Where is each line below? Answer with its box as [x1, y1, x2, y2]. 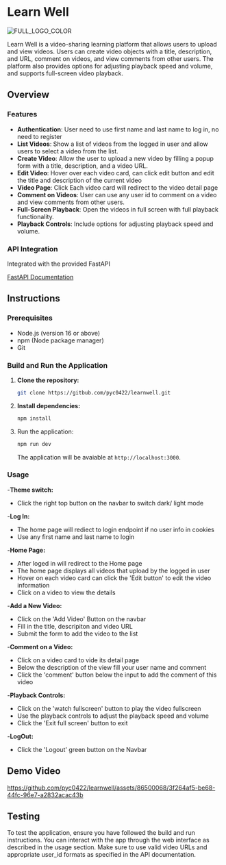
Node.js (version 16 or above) [16, 329, 101, 337]
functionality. [16, 212, 54, 221]
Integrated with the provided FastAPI [7, 260, 111, 268]
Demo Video [7, 765, 61, 777]
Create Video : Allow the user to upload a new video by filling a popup [16, 154, 214, 162]
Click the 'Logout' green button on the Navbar [16, 745, 147, 753]
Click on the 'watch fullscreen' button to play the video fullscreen [16, 704, 201, 712]
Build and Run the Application [7, 360, 108, 370]
